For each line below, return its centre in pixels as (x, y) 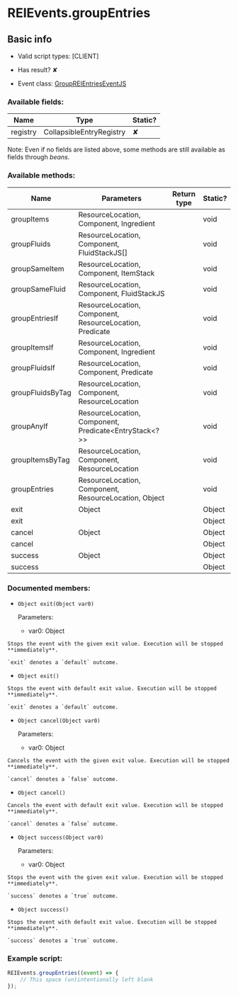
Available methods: (41, 176)
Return (184, 194)
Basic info (30, 39)
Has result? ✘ (38, 70)
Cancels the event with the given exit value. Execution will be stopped (119, 760)
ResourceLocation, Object (121, 498)
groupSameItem (38, 268)
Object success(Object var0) (61, 837)
